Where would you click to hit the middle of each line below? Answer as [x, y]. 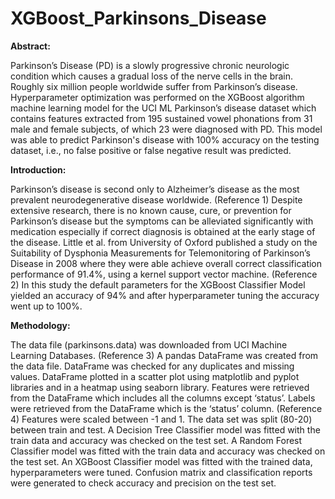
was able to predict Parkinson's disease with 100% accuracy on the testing [165, 139]
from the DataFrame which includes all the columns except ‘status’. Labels [163, 398]
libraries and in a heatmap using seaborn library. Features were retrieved [160, 387]
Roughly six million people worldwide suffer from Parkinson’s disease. [154, 86]
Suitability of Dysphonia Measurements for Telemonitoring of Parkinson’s [160, 253]
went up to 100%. [46, 306]
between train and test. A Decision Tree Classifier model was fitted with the [165, 429]
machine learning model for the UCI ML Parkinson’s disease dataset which [163, 108]
